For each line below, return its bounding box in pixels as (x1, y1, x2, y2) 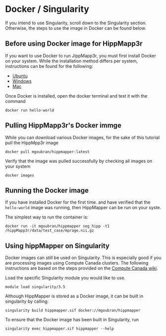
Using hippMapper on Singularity (5, 241, 110, 250)
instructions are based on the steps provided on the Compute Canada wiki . (5, 265, 158, 271)
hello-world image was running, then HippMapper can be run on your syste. (5, 205, 162, 211)
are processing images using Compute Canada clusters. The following (5, 260, 149, 266)
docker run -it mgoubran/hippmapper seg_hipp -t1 (5, 224, 110, 229)
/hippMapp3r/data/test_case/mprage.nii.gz (5, 228, 94, 233)
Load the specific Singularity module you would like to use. (5, 275, 125, 281)
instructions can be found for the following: (5, 63, 93, 69)
